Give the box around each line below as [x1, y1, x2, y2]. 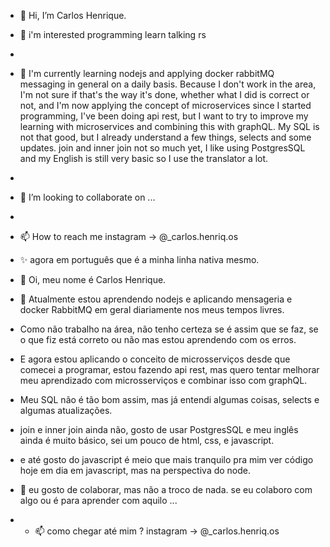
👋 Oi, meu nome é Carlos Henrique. [19, 274, 167, 285]
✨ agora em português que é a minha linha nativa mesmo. [19, 254, 260, 265]
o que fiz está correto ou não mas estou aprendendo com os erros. [19, 334, 297, 345]
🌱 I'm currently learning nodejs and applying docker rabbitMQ [19, 68, 275, 79]
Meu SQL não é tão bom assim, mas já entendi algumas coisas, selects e [19, 394, 320, 405]
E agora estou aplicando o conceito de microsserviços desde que [19, 353, 291, 365]
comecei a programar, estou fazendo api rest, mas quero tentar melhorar [19, 364, 320, 375]
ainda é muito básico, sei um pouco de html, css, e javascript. [19, 435, 275, 446]
